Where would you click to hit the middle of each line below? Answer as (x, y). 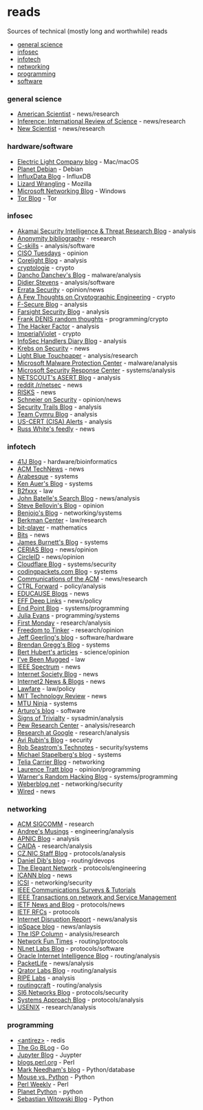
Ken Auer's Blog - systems (55, 484)
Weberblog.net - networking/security (70, 784)
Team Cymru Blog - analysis (57, 414)
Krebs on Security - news (53, 348)
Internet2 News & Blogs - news (61, 682)
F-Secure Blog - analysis (52, 304)
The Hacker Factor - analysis (58, 326)
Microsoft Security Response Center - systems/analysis (96, 370)
